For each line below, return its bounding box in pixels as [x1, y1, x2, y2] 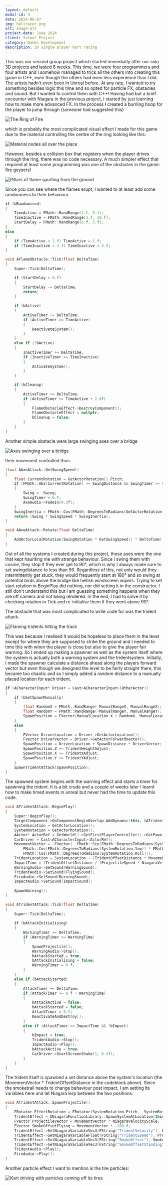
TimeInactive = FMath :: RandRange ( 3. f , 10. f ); [14, 215, 111, 220]
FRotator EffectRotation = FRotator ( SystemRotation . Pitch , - [14, 1110, 144, 1115]
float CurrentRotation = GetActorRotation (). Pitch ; [14, 476, 124, 482]
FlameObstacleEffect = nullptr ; [31, 410, 99, 416]
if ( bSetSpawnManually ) [14, 695, 64, 700]
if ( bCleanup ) [14, 382, 43, 387]
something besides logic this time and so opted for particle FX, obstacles [5, 85, 156, 91]
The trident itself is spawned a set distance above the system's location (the [5, 1075, 162, 1081]
